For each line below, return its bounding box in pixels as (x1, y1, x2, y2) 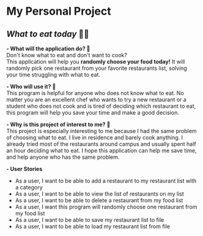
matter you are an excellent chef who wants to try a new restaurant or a (6, 96, 186, 103)
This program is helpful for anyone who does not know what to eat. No (6, 89, 185, 96)
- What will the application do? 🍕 (6, 45, 90, 52)
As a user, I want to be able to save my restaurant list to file (15, 216, 164, 223)
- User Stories (6, 166, 43, 172)
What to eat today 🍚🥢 (6, 29, 90, 39)
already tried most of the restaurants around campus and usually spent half (6, 140, 197, 148)
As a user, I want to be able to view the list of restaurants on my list (15, 190, 185, 197)
